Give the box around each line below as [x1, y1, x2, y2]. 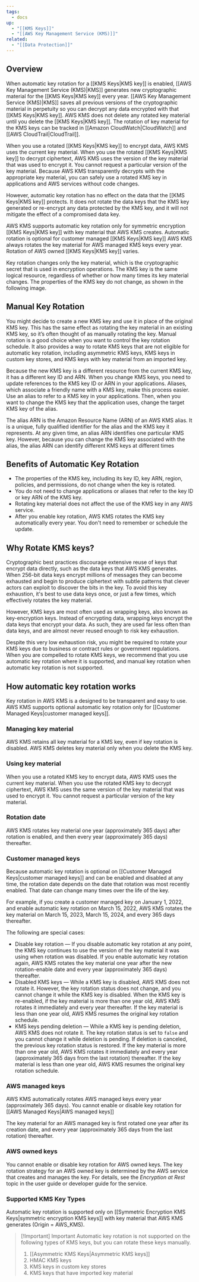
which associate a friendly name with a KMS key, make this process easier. [6, 386, 190, 393]
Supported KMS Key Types [6, 1194, 86, 1203]
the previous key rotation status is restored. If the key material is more [14, 1042, 186, 1049]
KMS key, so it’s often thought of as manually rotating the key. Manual [6, 330, 177, 337]
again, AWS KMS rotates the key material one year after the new [14, 960, 172, 967]
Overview [6, 64, 43, 75]
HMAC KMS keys [29, 1257, 72, 1264]
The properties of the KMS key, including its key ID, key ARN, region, [14, 475, 183, 482]
